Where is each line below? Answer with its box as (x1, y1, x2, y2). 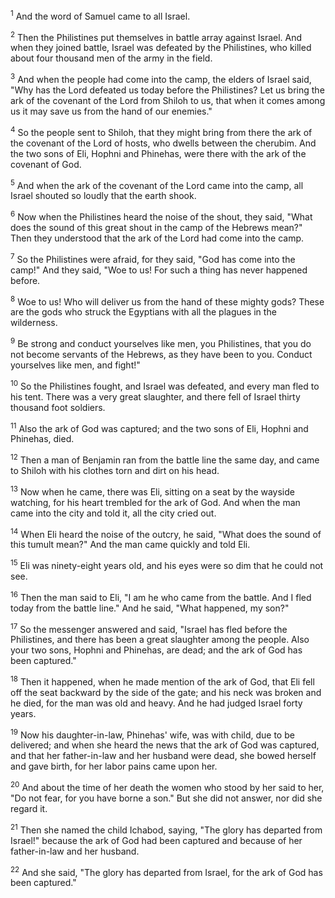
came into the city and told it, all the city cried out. (10, 507, 217, 519)
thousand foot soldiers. (10, 401, 106, 413)
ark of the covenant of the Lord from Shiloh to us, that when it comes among (10, 94, 326, 106)
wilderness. (10, 317, 58, 329)
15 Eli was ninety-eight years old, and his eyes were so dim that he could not (10, 558, 324, 571)
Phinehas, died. (10, 433, 75, 445)
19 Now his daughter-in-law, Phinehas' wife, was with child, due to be (10, 727, 295, 741)
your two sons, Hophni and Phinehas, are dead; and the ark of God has (10, 644, 303, 656)
